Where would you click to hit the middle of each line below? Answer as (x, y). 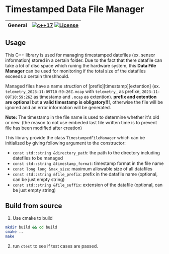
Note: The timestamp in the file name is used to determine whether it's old (82, 117)
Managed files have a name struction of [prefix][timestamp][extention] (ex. (83, 86)
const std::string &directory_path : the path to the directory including (86, 152)
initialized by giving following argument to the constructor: (65, 143)
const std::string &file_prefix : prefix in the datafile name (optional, (85, 174)
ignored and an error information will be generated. (58, 107)
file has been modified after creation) (44, 128)
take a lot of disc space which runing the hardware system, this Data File (81, 65)
